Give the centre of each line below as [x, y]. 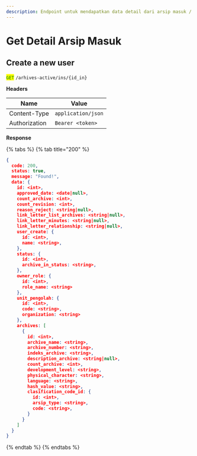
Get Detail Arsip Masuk [64, 41]
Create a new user [41, 63]
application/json [79, 113]
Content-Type [29, 113]
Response [19, 138]
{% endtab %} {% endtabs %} [43, 447]
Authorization [28, 123]
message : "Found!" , [35, 177]
